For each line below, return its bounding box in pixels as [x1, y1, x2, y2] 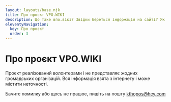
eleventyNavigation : [5, 21, 49, 27]
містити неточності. [5, 81, 48, 87]
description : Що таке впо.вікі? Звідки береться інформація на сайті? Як [5, 17, 165, 22]
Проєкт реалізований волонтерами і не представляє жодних [5, 70, 138, 76]
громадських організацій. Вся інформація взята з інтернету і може [5, 75, 150, 82]
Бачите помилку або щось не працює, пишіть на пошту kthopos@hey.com [5, 90, 166, 97]
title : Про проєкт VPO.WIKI [5, 12, 65, 17]
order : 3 [10, 31, 28, 36]
